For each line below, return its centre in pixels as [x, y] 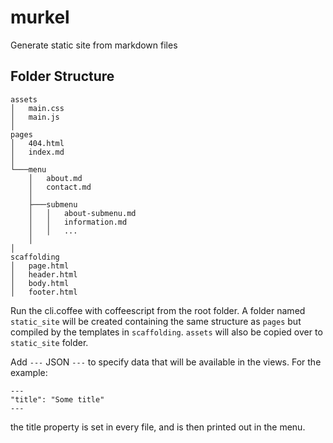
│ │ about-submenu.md [82, 213]
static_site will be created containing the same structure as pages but [156, 321]
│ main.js [35, 117]
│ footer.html [44, 292]
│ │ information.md [78, 222]
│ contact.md [60, 187]
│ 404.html [37, 143]
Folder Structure [62, 76]
